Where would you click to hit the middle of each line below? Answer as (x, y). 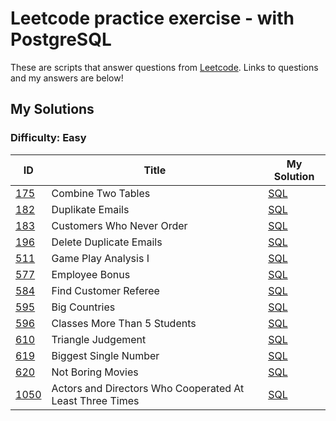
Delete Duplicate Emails (107, 242)
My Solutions (52, 109)
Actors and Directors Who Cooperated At (148, 388)
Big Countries (83, 307)
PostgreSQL (61, 39)
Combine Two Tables (101, 193)
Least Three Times (95, 400)
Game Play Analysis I (100, 258)
